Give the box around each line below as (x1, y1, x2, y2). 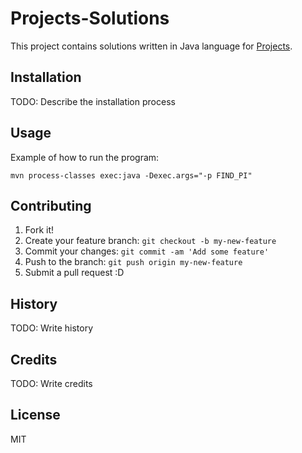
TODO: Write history (10, 322, 94, 334)
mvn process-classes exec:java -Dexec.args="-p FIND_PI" (10, 170, 253, 181)
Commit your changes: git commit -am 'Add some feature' (24, 245, 270, 257)
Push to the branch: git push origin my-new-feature (24, 256, 243, 268)
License (10, 407, 61, 424)
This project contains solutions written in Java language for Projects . (10, 40, 293, 52)
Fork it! (24, 224, 55, 236)
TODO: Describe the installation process (10, 95, 176, 107)
